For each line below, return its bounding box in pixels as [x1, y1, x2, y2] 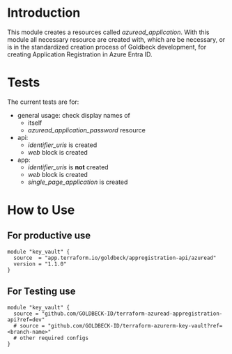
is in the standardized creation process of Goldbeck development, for [7, 43, 207, 51]
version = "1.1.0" [13, 260, 68, 268]
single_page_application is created [27, 178, 128, 186]
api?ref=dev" [7, 316, 45, 323]
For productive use [7, 230, 91, 242]
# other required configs [13, 334, 89, 341]
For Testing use [7, 286, 76, 298]
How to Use [7, 202, 75, 218]
